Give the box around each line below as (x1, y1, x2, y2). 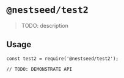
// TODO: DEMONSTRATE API (6, 66, 72, 72)
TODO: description (21, 22, 69, 29)
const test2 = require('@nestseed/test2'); (6, 56, 119, 62)
